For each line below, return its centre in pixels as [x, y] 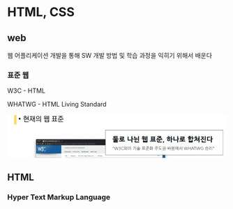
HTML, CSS [41, 12]
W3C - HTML [26, 91]
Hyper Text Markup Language [59, 197]
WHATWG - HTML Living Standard [57, 104]
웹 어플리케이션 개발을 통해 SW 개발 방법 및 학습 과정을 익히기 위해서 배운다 [110, 55]
